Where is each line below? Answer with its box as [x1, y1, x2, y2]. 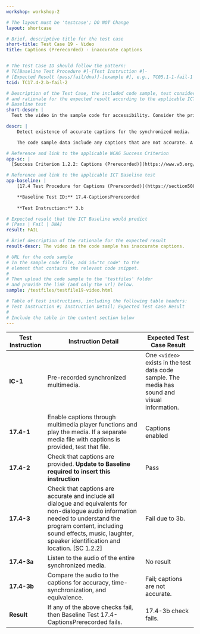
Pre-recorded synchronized [47, 373, 126, 382]
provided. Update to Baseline [47, 460, 131, 468]
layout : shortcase [6, 25, 52, 31]
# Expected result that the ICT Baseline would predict [6, 216, 148, 222]
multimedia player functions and [47, 420, 137, 429]
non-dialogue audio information [47, 507, 137, 515]
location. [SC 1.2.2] [47, 544, 103, 552]
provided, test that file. [47, 443, 111, 451]
